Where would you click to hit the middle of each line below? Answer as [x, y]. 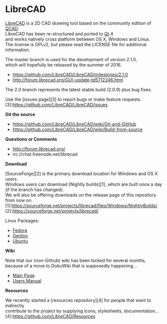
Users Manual [27, 281]
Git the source [20, 114]
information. [18, 50]
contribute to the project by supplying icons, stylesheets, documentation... [82, 311]
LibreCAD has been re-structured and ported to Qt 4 [59, 34]
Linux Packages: [22, 220]
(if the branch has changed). [35, 190]
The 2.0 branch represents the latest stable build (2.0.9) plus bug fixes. [78, 89]
